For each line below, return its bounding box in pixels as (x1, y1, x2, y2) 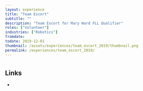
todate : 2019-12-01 (5, 39, 45, 44)
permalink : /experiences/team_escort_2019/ (5, 48, 95, 53)
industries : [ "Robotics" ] (5, 30, 58, 35)
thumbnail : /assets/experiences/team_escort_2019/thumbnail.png (5, 43, 139, 48)
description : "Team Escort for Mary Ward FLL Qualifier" (5, 20, 123, 26)
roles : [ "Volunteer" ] (5, 25, 49, 30)
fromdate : (5, 35, 25, 39)
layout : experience (5, 7, 45, 12)
